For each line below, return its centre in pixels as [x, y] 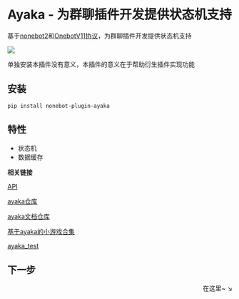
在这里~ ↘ [217, 288]
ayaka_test [23, 245]
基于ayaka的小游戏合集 [41, 231]
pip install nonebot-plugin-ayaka [59, 106]
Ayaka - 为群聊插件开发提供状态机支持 [119, 15]
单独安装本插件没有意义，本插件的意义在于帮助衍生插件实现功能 [101, 64]
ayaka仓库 [22, 201]
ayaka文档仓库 [29, 216]
